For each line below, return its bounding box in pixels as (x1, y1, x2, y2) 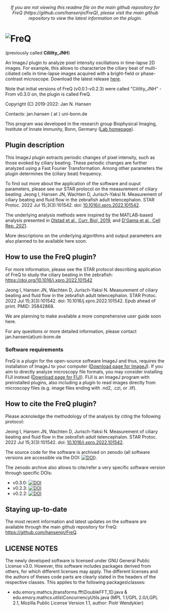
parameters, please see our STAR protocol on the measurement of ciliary (5, 186, 158, 192)
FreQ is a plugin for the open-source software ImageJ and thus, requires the (5, 358, 165, 364)
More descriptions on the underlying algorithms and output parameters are (5, 232, 162, 239)
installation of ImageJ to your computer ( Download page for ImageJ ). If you (5, 363, 163, 369)
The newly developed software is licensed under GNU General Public (5, 558, 150, 564)
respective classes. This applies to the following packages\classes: (5, 579, 146, 586)
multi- (144, 65, 157, 71)
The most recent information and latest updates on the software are (5, 518, 147, 525)
